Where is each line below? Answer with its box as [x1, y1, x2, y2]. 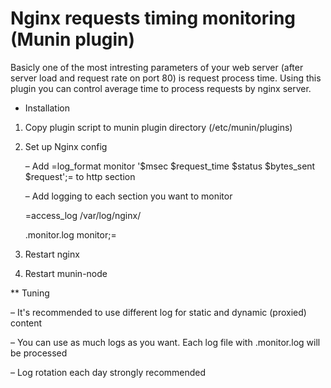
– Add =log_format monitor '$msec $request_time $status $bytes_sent [24, 160, 316, 172]
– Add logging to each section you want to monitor [24, 190, 233, 202]
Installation [24, 102, 71, 114]
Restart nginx [24, 248, 80, 260]
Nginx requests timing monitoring [10, 7, 296, 30]
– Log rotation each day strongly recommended [10, 366, 207, 378]
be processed [10, 347, 68, 359]
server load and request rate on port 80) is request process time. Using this [10, 72, 322, 84]
